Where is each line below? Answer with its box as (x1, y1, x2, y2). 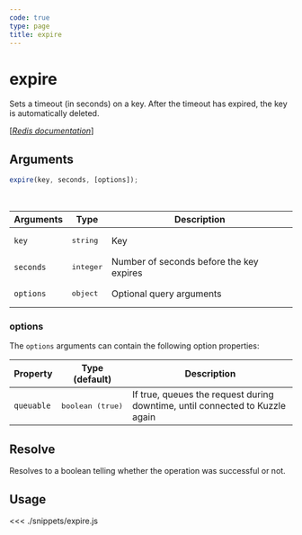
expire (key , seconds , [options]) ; (9, 176, 139, 185)
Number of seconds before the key (111, 255, 259, 267)
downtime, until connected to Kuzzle (131, 400, 286, 413)
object (71, 289, 99, 298)
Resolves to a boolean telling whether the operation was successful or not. (9, 466, 286, 476)
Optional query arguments (111, 287, 222, 300)
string (71, 236, 99, 245)
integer (71, 262, 103, 271)
